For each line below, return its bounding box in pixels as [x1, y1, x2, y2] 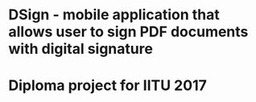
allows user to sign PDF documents [8, 22, 249, 41]
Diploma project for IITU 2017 [8, 76, 207, 95]
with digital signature [8, 40, 153, 58]
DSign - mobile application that [8, 6, 220, 24]
